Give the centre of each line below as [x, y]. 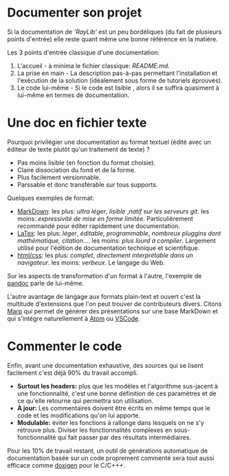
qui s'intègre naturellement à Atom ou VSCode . [74, 318]
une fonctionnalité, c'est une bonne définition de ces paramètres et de [117, 393]
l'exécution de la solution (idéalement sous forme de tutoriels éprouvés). [120, 80]
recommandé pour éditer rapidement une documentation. [98, 226]
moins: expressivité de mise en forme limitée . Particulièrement [105, 218]
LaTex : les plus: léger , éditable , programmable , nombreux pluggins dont [119, 233]
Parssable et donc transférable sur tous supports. [87, 185]
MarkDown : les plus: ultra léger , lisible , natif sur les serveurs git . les [113, 211]
